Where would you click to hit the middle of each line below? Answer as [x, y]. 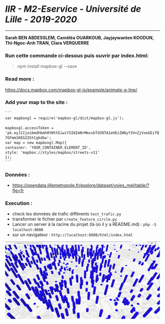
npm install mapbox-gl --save [47, 66]
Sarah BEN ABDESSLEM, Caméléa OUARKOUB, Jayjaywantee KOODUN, [80, 37]
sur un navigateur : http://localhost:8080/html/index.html [72, 235]
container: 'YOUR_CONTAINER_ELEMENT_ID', [48, 148]
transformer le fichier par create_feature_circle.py [65, 219]
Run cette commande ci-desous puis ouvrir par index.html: [77, 55]
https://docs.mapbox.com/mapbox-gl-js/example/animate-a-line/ [71, 90]
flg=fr [18, 190]
